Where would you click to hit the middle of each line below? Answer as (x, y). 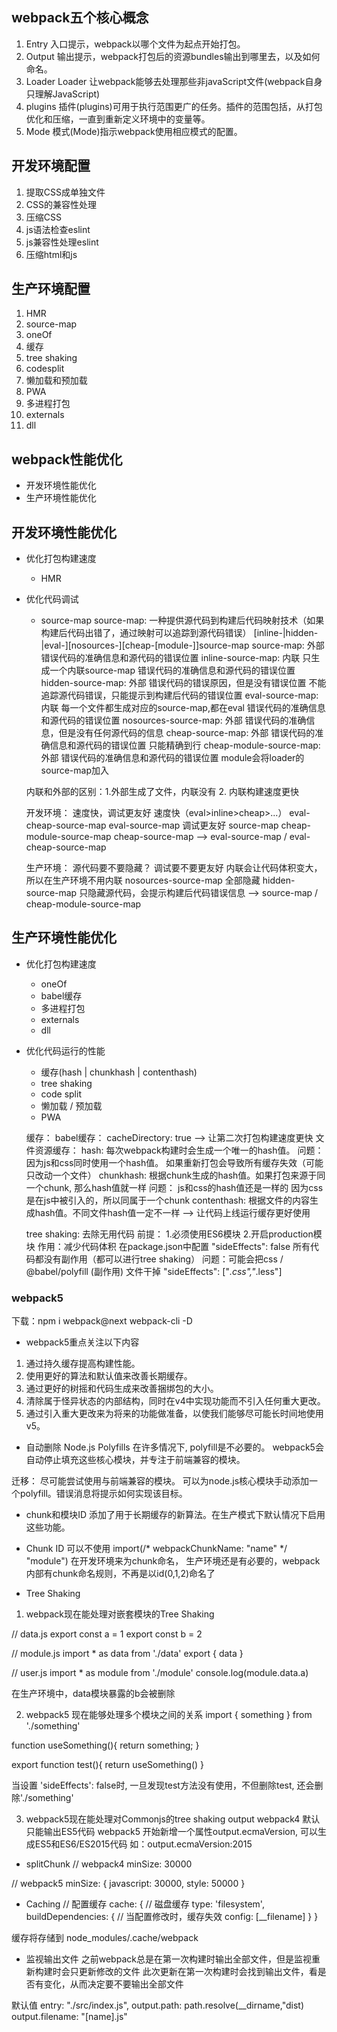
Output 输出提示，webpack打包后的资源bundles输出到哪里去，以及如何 (173, 56)
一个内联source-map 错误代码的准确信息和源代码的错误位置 (172, 670)
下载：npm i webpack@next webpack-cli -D (102, 1321)
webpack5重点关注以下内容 (82, 1342)
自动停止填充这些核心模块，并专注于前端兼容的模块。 (135, 1460)
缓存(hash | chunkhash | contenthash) (119, 1072)
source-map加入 (74, 770)
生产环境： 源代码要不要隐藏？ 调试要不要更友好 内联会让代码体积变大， (174, 868)
